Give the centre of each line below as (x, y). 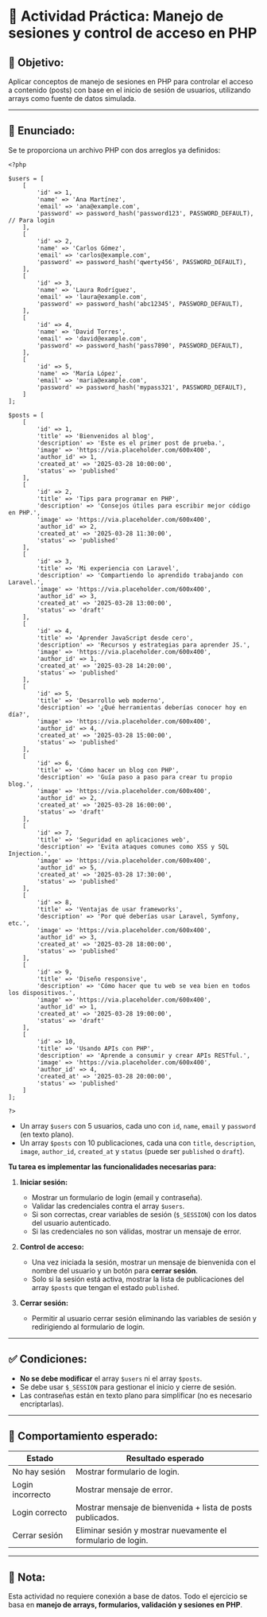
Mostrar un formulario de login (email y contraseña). (117, 1197)
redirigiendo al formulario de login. (88, 1327)
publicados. (97, 1518)
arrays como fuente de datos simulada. (72, 98)
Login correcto (40, 1513)
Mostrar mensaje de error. (124, 1490)
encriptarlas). (42, 1404)
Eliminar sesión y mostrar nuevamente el (151, 1530)
